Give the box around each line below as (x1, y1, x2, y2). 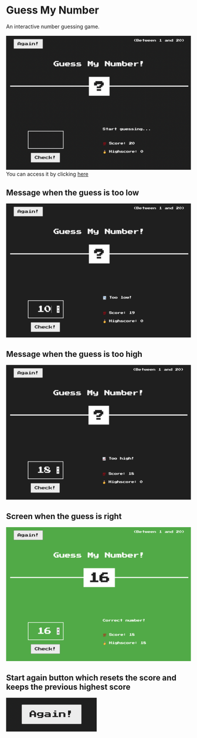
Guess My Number (6, 4, 100, 17)
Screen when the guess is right (6, 511, 122, 521)
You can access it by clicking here (6, 171, 89, 178)
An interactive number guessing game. (6, 23, 100, 30)
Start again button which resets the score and (6, 673, 177, 683)
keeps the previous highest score (6, 682, 131, 692)
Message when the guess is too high (6, 349, 142, 359)
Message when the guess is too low (6, 187, 140, 197)
